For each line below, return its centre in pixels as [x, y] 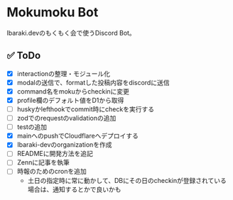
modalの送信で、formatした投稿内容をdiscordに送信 [93, 82]
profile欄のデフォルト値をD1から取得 [70, 100]
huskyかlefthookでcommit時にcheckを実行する [85, 109]
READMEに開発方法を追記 [55, 154]
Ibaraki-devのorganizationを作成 [64, 145]
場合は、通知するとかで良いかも [74, 189]
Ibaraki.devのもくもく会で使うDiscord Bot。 [71, 33]
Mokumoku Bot [53, 12]
